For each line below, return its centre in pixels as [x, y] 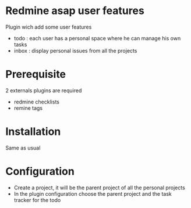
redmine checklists [36, 102]
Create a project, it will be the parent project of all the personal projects [100, 188]
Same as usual [23, 148]
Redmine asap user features [75, 11]
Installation [33, 132]
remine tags [28, 108]
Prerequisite [36, 74]
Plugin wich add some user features [49, 27]
